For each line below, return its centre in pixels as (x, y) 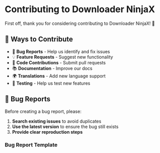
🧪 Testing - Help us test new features (51, 83)
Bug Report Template (31, 145)
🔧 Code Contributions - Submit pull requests (59, 62)
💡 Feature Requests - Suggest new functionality (62, 57)
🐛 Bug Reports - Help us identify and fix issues (61, 51)
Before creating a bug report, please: (43, 111)
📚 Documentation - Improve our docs (52, 68)
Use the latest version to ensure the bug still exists (65, 126)
